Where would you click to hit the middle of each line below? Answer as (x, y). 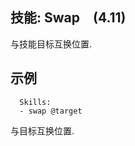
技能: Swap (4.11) (68, 18)
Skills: (35, 102)
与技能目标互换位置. (51, 44)
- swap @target (51, 111)
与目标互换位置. (42, 130)
